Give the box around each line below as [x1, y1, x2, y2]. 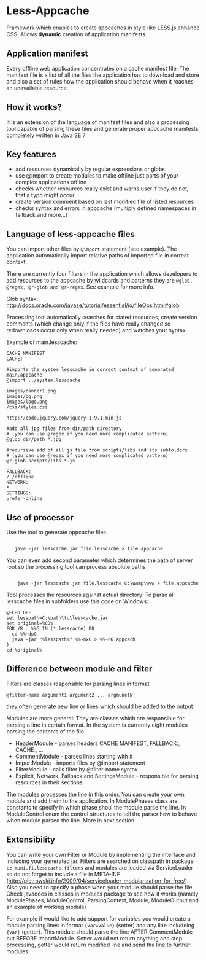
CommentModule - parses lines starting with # [15, 752, 133, 760]
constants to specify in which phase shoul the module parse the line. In [6, 803, 186, 811]
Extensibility [6, 835, 55, 845]
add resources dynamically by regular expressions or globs [15, 165, 166, 173]
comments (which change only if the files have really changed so [6, 320, 171, 327]
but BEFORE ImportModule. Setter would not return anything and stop [6, 934, 183, 942]
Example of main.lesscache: [6, 338, 78, 346]
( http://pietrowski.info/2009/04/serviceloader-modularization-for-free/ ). [6, 876, 189, 884]
